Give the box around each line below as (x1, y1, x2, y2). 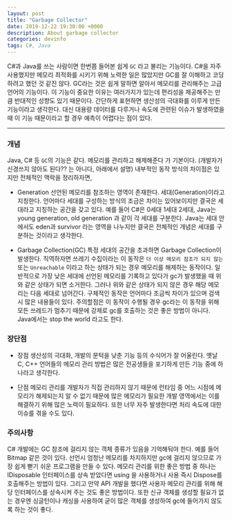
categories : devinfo (7, 36, 67, 43)
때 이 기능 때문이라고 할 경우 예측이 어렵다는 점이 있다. (7, 114, 153, 122)
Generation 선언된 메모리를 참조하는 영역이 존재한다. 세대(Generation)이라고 (17, 188, 225, 197)
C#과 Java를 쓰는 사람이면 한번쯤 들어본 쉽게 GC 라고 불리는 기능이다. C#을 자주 (7, 62, 222, 70)
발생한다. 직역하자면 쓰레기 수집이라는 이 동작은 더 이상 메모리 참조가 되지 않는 (17, 255, 223, 263)
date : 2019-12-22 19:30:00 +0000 (7, 23, 104, 30)
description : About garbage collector (7, 29, 119, 37)
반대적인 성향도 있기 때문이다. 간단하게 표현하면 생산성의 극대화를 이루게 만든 (14, 97, 221, 104)
